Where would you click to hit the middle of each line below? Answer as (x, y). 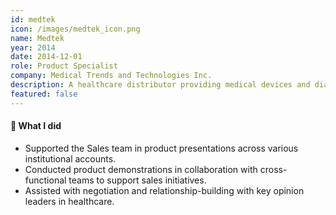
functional (45, 180)
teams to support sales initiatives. (137, 180)
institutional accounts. (70, 158)
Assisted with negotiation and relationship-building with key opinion (164, 190)
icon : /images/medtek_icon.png (75, 29)
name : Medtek (37, 38)
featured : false (44, 94)
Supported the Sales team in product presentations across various (161, 148)
